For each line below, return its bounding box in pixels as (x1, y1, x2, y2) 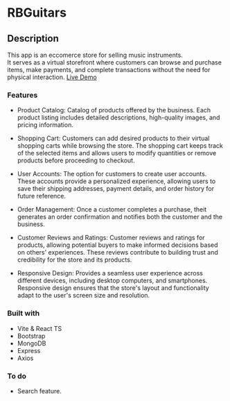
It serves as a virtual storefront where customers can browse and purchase (7, 58, 222, 67)
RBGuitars (7, 5, 67, 21)
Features (7, 90, 38, 100)
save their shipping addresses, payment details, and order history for (17, 185, 215, 193)
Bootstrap (17, 332, 46, 340)
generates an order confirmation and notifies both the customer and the (17, 213, 223, 221)
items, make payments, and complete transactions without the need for (7, 66, 211, 74)
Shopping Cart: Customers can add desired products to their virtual (17, 134, 210, 143)
